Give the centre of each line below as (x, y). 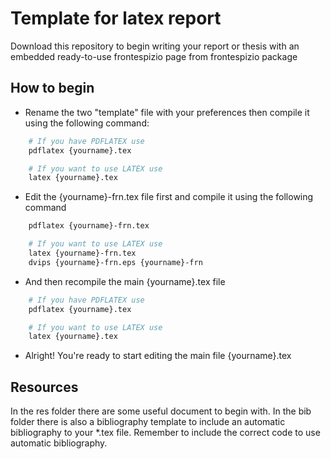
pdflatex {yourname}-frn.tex (89, 226)
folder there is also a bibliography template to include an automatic (148, 422)
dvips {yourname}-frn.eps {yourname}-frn (115, 262)
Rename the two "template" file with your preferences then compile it (167, 112)
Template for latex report (116, 18)
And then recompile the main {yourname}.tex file (125, 281)
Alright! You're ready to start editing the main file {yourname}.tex (158, 356)
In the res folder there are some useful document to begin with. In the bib (161, 411)
